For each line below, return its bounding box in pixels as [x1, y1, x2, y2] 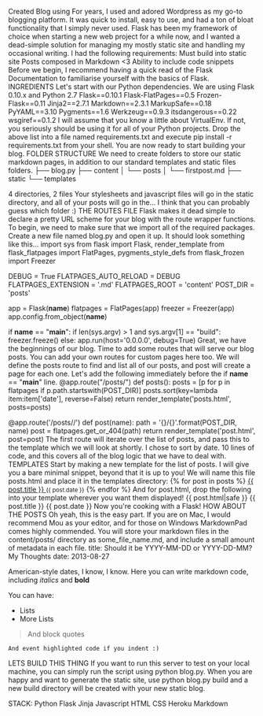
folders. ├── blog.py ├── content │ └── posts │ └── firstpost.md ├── [8, 165, 242, 175]
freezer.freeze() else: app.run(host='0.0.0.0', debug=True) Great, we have [8, 336, 247, 345]
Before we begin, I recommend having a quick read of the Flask [8, 65, 214, 74]
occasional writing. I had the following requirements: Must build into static [8, 49, 247, 58]
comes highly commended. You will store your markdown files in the [8, 527, 229, 536]
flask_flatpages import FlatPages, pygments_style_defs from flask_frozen [8, 248, 245, 257]
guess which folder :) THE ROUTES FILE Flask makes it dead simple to [8, 206, 236, 215]
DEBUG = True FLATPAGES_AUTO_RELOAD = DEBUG [8, 272, 181, 280]
